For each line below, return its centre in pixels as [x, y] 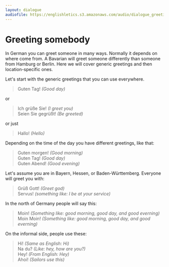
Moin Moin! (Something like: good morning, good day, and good [84, 219]
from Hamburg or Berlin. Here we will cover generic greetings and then [79, 64]
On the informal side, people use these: [46, 234]
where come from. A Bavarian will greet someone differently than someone [83, 59]
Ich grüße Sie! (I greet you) [45, 108]
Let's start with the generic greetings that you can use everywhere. [75, 79]
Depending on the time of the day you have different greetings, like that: [80, 143]
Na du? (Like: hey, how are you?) [52, 249]
